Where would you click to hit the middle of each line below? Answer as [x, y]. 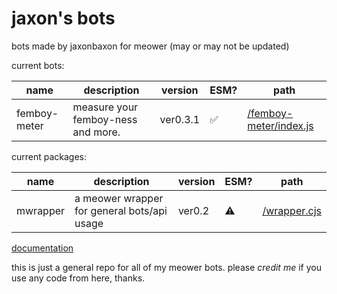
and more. [96, 132]
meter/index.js [280, 125]
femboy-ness [105, 119]
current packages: [49, 156]
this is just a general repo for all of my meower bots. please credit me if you [166, 267]
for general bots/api [121, 210]
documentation [42, 248]
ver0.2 [193, 210]
